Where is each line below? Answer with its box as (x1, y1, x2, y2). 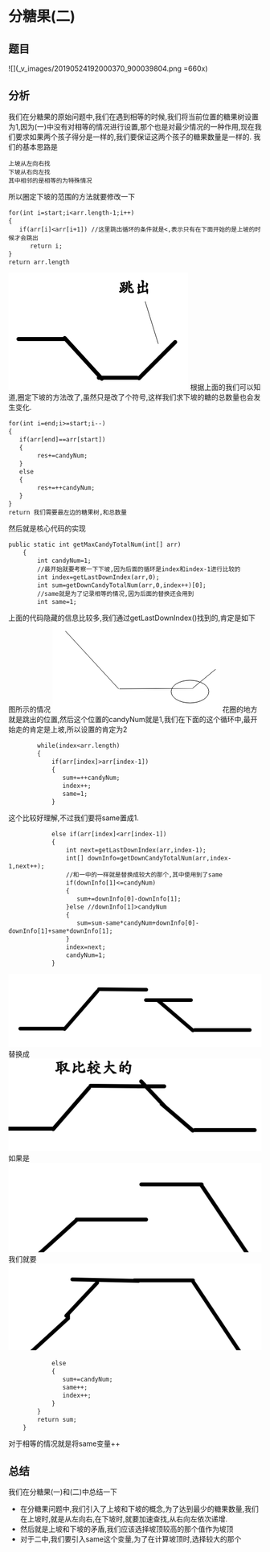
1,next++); (8, 862, 45, 870)
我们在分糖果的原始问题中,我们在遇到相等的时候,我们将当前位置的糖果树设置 (8, 112, 260, 121)
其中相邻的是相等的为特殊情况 (8, 176, 92, 185)
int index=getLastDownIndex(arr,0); (37, 573, 160, 581)
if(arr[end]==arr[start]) (18, 435, 106, 443)
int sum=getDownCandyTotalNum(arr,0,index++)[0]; (37, 581, 207, 589)
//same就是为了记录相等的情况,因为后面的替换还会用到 (37, 589, 194, 597)
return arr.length (8, 258, 70, 266)
